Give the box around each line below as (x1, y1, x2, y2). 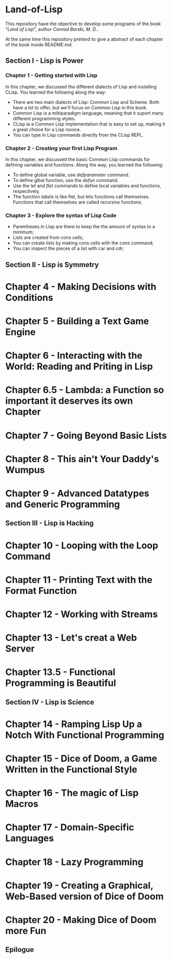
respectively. (12, 188, 40, 194)
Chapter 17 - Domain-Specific (5, 822, 135, 834)
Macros (5, 798, 39, 810)
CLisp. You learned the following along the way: (5, 89, 106, 95)
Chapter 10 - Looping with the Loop (5, 539, 158, 551)
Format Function (5, 585, 77, 596)
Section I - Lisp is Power (5, 57, 84, 65)
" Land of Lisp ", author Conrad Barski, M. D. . (5, 26, 99, 32)
